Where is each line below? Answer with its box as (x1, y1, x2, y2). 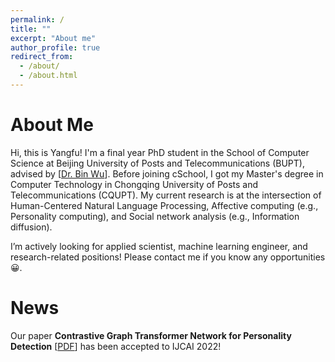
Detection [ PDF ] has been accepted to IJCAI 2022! (10, 340, 222, 352)
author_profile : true (10, 42, 101, 53)
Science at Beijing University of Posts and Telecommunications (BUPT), (10, 157, 305, 169)
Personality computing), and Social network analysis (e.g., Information (10, 210, 300, 222)
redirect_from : (10, 52, 74, 62)
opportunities (269, 251, 326, 263)
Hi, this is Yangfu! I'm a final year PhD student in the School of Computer (10, 146, 310, 158)
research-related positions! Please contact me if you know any (10, 251, 268, 263)
